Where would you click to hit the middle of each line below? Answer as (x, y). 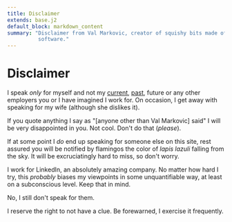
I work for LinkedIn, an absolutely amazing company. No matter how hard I (113, 169)
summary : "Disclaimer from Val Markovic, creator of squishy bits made (112, 33)
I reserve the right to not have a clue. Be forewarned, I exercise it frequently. (115, 211)
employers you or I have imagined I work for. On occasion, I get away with (112, 100)
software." (54, 39)
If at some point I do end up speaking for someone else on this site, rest (109, 142)
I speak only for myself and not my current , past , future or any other (104, 93)
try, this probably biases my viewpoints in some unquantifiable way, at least (115, 177)
